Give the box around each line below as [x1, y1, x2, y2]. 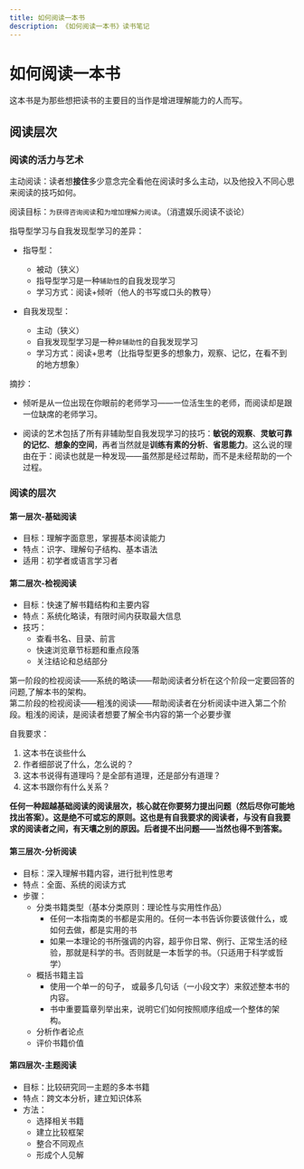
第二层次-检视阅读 [9, 577, 77, 588]
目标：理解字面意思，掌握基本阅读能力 [22, 533, 166, 544]
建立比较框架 [35, 1126, 84, 1137]
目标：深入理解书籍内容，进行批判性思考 [22, 868, 174, 879]
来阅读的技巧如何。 [9, 187, 81, 198]
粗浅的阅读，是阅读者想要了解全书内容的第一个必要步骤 [24, 709, 232, 720]
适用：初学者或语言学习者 [22, 556, 119, 566]
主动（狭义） [35, 325, 84, 336]
